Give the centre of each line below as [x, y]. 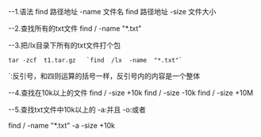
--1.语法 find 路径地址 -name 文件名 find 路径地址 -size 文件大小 [112, 11]
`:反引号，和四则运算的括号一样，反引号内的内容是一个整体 [104, 76]
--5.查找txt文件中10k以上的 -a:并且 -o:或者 [77, 110]
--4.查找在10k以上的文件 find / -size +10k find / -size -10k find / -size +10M [131, 93]
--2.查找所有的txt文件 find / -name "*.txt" [75, 29]
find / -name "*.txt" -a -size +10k [62, 126]
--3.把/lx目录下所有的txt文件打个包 [65, 45]
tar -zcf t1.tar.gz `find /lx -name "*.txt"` [95, 60]
